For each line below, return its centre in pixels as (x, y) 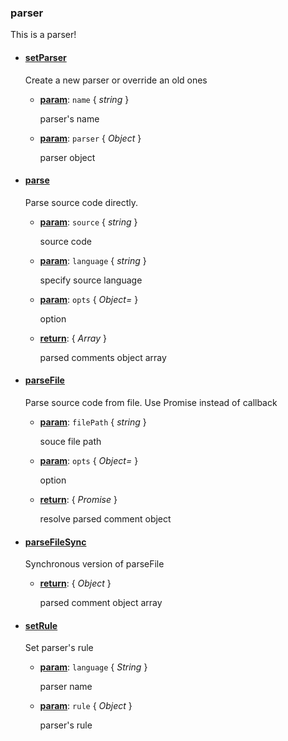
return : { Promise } (78, 499)
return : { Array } (73, 338)
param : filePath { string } (93, 422)
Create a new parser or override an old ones (116, 80)
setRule (41, 625)
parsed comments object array (103, 357)
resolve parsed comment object (105, 518)
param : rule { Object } (86, 706)
